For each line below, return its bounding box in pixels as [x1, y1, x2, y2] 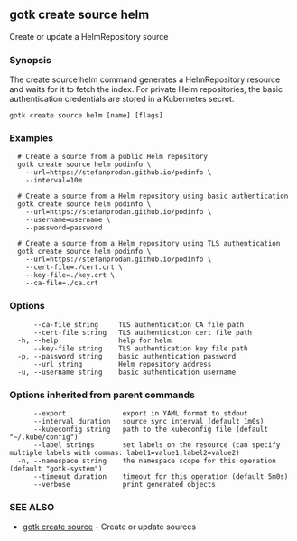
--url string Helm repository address [32, 359, 212, 368]
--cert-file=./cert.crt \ [25, 263, 124, 272]
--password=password [25, 223, 103, 233]
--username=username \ [25, 216, 111, 225]
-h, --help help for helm [17, 336, 172, 345]
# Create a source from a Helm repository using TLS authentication [17, 239, 281, 248]
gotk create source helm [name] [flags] [9, 111, 164, 120]
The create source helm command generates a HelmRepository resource [9, 74, 281, 85]
